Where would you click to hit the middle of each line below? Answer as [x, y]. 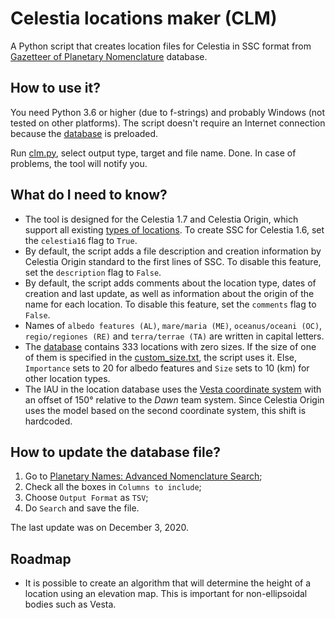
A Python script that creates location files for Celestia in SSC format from [161, 46]
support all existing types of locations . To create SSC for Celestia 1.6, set [174, 229]
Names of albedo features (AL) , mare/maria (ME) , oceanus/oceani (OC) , [173, 325]
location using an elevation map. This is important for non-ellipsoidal [166, 594]
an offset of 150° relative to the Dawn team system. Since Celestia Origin [174, 399]
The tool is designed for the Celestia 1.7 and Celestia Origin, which [161, 219]
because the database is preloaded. [84, 133]
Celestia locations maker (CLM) [144, 18]
